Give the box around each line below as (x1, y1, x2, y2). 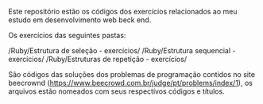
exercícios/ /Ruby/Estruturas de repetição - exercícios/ (8, 55, 188, 64)
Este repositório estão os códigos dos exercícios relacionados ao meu (8, 7, 238, 16)
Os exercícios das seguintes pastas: (8, 31, 126, 40)
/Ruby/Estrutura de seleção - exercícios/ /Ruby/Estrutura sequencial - (8, 46, 236, 55)
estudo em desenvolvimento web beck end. (8, 15, 152, 25)
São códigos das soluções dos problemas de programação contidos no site (8, 70, 256, 79)
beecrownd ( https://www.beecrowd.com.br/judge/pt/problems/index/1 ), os (8, 79, 253, 87)
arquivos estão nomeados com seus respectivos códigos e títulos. (8, 87, 225, 96)
